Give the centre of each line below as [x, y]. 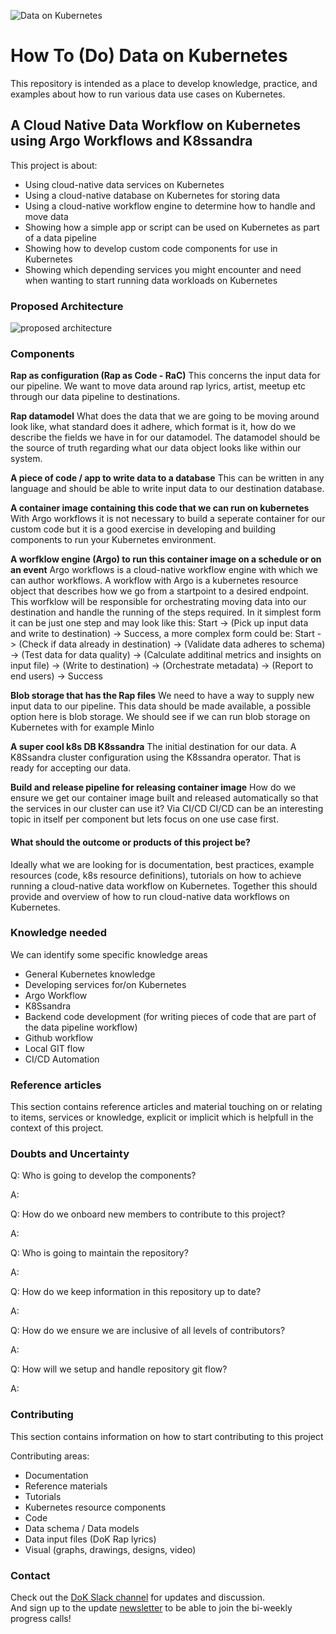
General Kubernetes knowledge [90, 974]
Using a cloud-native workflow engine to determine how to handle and [170, 206]
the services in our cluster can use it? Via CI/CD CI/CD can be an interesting [167, 809]
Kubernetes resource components [95, 1507]
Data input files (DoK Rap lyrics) [90, 1539]
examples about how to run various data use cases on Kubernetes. [148, 94]
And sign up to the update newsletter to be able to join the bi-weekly [151, 1608]
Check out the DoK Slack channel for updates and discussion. [138, 1597]
